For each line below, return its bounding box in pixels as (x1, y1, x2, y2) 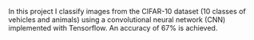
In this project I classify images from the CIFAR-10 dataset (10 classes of (8, 7, 246, 16)
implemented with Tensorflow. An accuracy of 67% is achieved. (8, 24, 218, 32)
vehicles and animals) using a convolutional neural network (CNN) (8, 15, 226, 24)
